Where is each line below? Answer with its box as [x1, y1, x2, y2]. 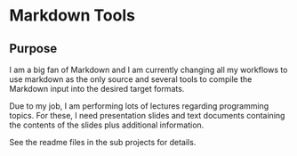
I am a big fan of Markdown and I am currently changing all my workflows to [9, 64, 288, 75]
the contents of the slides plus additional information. [9, 119, 205, 130]
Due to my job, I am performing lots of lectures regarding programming [9, 101, 269, 111]
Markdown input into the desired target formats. [9, 84, 185, 94]
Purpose [9, 41, 58, 56]
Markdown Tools [9, 5, 136, 26]
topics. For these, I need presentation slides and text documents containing [9, 111, 285, 120]
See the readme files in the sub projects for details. [9, 137, 197, 147]
